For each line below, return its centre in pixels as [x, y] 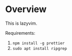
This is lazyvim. [21, 23]
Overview [26, 9]
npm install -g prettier [39, 43]
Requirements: [20, 33]
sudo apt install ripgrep [40, 48]
